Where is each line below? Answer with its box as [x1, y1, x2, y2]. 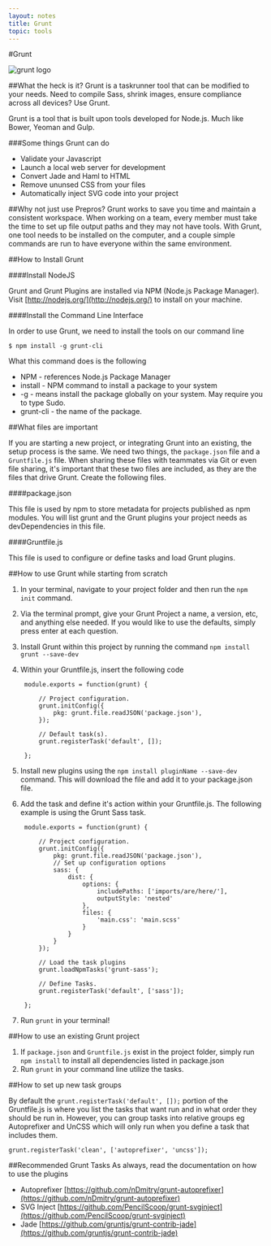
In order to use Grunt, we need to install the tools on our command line [8, 326, 245, 336]
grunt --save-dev [19, 651, 80, 659]
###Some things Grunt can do [8, 138, 110, 148]
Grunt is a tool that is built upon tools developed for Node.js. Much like [8, 114, 244, 124]
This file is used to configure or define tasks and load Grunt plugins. [8, 553, 235, 563]
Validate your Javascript [19, 154, 101, 163]
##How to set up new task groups [8, 1080, 122, 1090]
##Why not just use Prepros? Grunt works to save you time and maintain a [8, 204, 256, 214]
